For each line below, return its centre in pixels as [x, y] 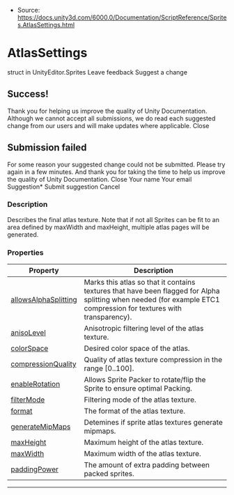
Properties [25, 252]
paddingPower [35, 469]
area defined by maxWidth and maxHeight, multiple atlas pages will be [108, 227]
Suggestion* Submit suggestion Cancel [64, 187]
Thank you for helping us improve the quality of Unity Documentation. [107, 111]
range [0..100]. [109, 368]
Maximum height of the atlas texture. [144, 443]
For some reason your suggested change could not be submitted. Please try [116, 164]
